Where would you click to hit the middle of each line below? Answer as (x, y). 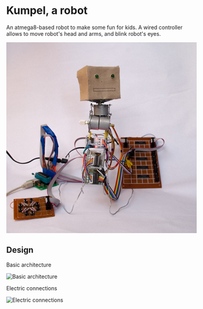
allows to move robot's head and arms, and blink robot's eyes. (84, 33)
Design (20, 250)
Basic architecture (29, 265)
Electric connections (32, 288)
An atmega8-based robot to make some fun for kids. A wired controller (95, 27)
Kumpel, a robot (47, 11)
